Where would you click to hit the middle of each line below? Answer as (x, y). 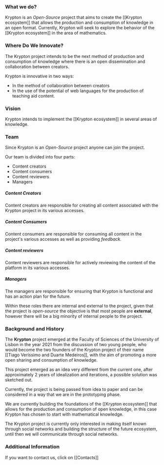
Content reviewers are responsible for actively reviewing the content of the (80, 263)
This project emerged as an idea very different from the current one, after (79, 369)
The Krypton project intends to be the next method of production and (75, 56)
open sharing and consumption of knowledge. (51, 360)
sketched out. (19, 380)
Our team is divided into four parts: (40, 157)
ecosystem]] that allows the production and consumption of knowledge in (79, 22)
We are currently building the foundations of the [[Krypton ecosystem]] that (81, 404)
